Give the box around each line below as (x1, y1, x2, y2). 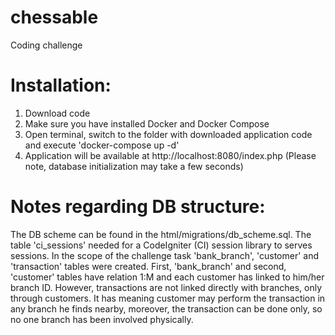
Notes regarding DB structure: (10, 196, 266, 218)
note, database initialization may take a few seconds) (24, 160, 244, 172)
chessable (10, 6, 99, 29)
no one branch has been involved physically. (10, 313, 194, 325)
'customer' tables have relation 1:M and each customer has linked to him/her (10, 271, 325, 283)
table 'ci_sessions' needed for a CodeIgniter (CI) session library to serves (10, 239, 313, 251)
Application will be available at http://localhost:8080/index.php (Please (24, 149, 317, 161)
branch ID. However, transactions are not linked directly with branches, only (10, 281, 323, 293)
